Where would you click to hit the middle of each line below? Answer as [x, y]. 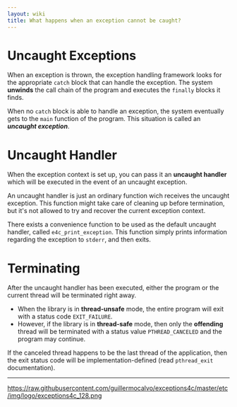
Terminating [44, 268]
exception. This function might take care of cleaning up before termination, [116, 203]
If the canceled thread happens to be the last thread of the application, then [117, 353]
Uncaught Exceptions [72, 56]
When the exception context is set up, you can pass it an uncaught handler [117, 175]
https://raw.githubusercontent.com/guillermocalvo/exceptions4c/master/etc [117, 388]
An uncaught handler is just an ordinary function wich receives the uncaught [119, 196]
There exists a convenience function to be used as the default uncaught [112, 224]
